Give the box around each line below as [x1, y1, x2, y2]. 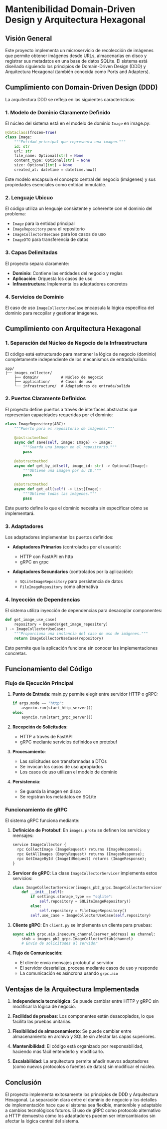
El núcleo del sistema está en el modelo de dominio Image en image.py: [5, 120, 151, 126]
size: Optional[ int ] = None [14, 163, 72, 168]
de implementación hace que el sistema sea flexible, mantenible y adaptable [5, 1102, 162, 1108]
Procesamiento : [12, 748, 46, 754]
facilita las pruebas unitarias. [12, 1018, 72, 1025]
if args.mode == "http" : [12, 701, 64, 706]
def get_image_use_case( [5, 617, 57, 622]
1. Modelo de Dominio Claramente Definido [5, 109, 111, 116]
